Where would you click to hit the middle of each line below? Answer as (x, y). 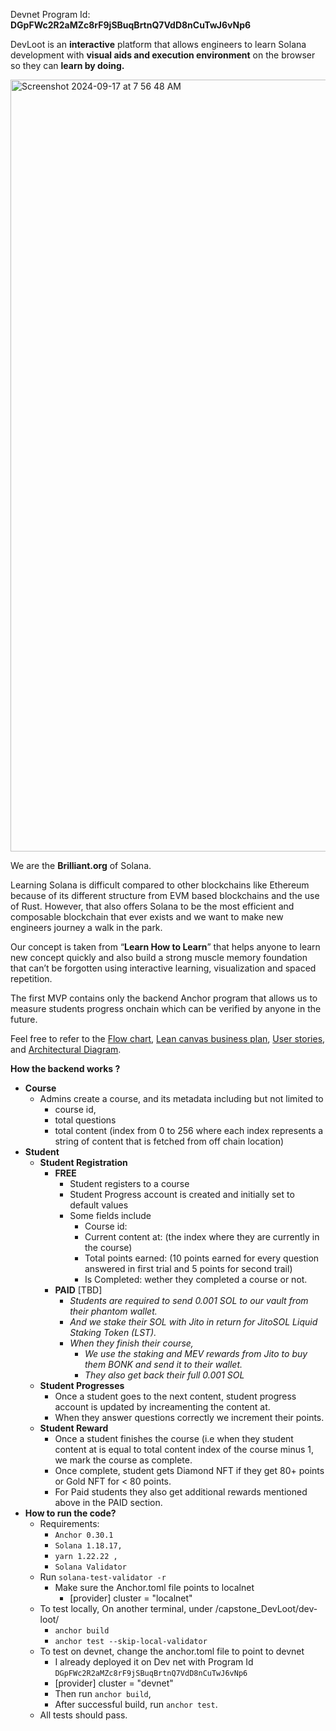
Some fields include (110, 1215)
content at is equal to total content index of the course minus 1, (184, 1449)
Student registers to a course (129, 1183)
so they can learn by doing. (67, 65)
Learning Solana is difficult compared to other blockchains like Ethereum (160, 885)
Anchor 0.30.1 (84, 1535)
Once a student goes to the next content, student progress (175, 1396)
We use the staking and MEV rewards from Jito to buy (196, 1353)
